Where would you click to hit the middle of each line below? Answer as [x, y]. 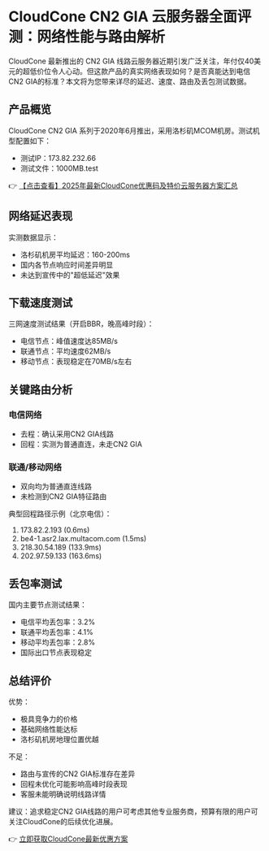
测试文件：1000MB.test [59, 168]
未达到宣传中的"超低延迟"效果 [70, 275]
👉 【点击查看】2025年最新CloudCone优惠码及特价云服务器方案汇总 [123, 185]
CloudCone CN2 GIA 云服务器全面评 [130, 17]
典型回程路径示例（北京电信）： [60, 514]
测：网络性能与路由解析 [87, 37]
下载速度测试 [41, 303]
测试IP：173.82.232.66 [58, 158]
